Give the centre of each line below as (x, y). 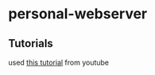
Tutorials (31, 43)
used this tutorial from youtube (59, 62)
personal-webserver (78, 14)
